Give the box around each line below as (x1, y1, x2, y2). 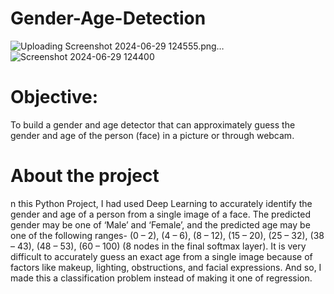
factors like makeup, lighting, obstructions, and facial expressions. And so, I (10, 261, 322, 273)
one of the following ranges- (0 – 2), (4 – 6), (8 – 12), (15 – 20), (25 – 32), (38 (10, 229, 325, 241)
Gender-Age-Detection (10, 7, 207, 30)
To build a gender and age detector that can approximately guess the (10, 118, 296, 131)
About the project (10, 165, 160, 187)
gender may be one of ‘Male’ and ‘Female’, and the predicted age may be (10, 218, 311, 231)
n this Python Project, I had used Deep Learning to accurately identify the (10, 197, 313, 209)
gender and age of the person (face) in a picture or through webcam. (10, 129, 295, 141)
